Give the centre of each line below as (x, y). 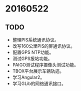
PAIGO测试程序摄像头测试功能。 (45, 65)
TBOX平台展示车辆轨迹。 (38, 71)
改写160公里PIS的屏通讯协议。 (43, 46)
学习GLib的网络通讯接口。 (39, 83)
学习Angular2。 (28, 77)
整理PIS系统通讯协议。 (35, 40)
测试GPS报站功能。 (32, 58)
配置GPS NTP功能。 (33, 52)
